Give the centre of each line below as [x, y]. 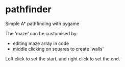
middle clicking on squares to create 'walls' [58, 49]
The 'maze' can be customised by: [42, 33]
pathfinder [29, 9]
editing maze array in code [41, 43]
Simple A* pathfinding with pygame [42, 24]
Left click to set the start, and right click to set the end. [63, 59]
